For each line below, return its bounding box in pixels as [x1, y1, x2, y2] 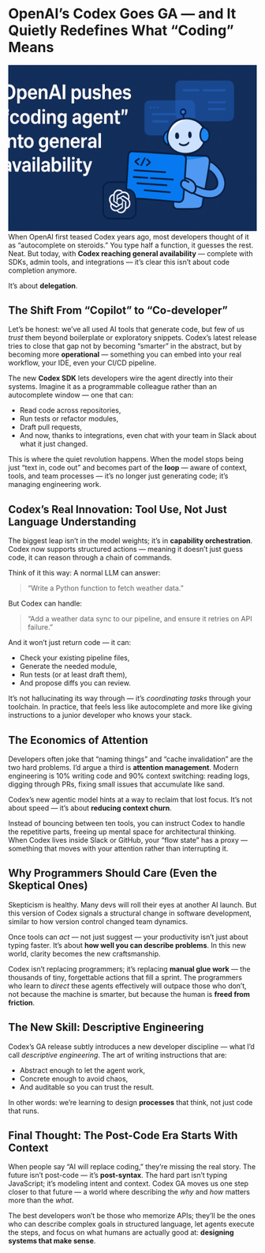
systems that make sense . [8, 1236, 96, 1246]
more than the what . [8, 1195, 74, 1206]
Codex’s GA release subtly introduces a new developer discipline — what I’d [8, 1041, 255, 1051]
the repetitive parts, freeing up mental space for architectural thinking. [8, 827, 237, 836]
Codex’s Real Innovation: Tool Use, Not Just [8, 503, 227, 516]
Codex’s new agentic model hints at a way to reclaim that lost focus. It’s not [8, 795, 252, 805]
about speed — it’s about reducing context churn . [8, 803, 172, 813]
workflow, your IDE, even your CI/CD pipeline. [8, 358, 157, 368]
